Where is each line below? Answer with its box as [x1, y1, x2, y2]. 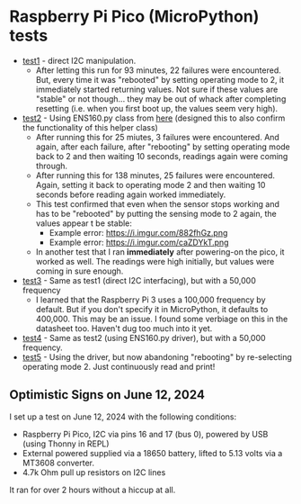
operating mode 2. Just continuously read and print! [22, 361, 216, 372]
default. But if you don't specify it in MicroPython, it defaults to [35, 303, 269, 314]
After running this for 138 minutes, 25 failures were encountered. [35, 169, 276, 181]
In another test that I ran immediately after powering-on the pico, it [35, 246, 285, 257]
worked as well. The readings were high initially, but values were [35, 256, 275, 266]
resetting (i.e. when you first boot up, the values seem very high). [35, 103, 279, 113]
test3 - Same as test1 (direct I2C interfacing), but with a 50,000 [22, 274, 256, 285]
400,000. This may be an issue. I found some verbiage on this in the [35, 313, 288, 324]
